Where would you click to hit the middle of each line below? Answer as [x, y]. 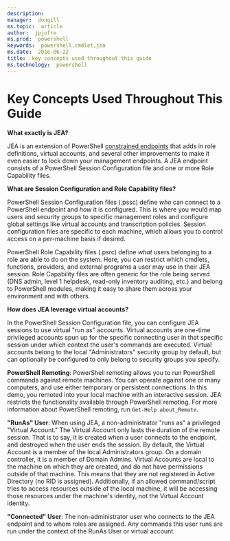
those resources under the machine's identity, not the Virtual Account [105, 496]
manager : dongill [33, 20]
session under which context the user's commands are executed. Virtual [110, 345]
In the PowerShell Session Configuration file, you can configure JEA [103, 323]
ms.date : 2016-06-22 [38, 52]
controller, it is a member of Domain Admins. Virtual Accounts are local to [111, 459]
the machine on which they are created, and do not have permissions [105, 467]
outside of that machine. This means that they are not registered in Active [111, 473]
